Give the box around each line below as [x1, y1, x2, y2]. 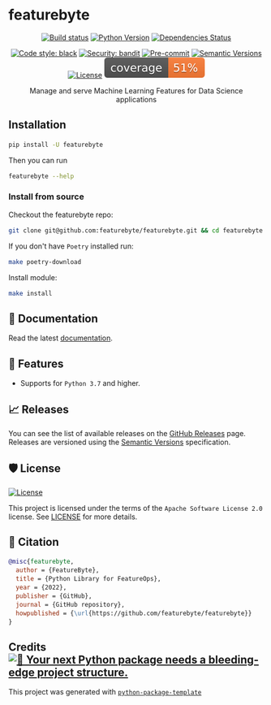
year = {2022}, [15, 583, 67, 592]
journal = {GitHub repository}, [15, 600, 126, 608]
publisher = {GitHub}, [15, 591, 92, 600]
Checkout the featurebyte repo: [8, 210, 114, 219]
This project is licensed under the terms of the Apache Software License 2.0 [8, 503, 264, 513]
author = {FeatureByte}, [15, 566, 100, 574]
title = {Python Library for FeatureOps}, [15, 575, 161, 583]
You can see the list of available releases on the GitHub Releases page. [8, 428, 246, 438]
